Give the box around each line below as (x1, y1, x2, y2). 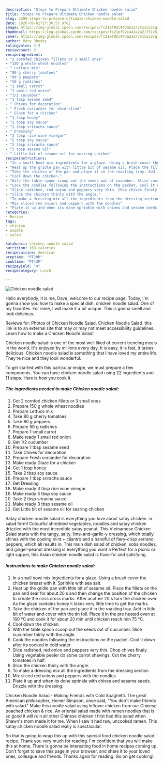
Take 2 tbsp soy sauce (12, 470, 58, 476)
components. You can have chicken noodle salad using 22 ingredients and (5, 369, 154, 376)
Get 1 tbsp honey (12, 465, 46, 471)
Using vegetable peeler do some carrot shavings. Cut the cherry (12, 653, 141, 658)
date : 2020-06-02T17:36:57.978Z (5, 20, 71, 26)
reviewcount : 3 (5, 48, 36, 52)
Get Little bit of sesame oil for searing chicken (12, 506, 104, 512)
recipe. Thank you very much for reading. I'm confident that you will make (5, 738, 153, 744)
